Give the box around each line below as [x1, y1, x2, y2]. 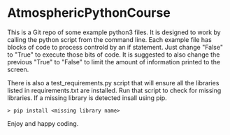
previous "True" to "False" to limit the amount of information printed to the [7, 57, 221, 66]
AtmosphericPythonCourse [7, 5, 171, 21]
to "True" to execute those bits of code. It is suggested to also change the [7, 50, 220, 59]
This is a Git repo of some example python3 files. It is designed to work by [7, 28, 222, 36]
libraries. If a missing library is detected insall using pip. [7, 93, 168, 102]
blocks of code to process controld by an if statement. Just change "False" [7, 43, 224, 51]
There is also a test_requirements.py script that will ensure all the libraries [7, 78, 220, 87]
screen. [7, 65, 29, 73]
